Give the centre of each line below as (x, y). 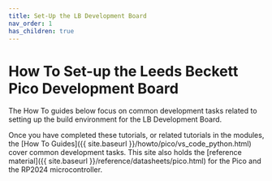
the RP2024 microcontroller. (56, 170)
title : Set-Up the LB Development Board (78, 16)
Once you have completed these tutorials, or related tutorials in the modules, (136, 136)
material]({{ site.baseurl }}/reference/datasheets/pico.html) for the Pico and (135, 161)
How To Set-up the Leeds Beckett (123, 71)
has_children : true (41, 31)
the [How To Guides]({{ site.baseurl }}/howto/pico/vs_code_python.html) (130, 144)
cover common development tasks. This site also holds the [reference (125, 153)
